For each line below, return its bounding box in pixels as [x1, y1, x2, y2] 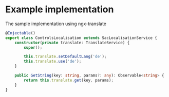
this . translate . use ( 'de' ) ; [24, 59, 82, 64]
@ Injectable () [5, 30, 36, 35]
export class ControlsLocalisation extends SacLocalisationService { [5, 35, 158, 41]
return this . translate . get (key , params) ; [24, 77, 114, 83]
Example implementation [5, 4, 114, 15]
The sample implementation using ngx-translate [5, 21, 107, 27]
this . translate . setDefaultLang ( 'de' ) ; [24, 54, 107, 60]
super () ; [24, 45, 43, 50]
